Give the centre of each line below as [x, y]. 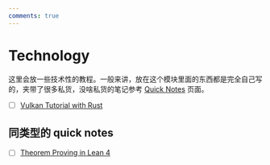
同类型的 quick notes [61, 133]
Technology [49, 55]
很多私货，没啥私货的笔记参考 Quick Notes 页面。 [126, 89]
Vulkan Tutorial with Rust [61, 105]
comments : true [34, 16]
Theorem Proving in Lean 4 [65, 153]
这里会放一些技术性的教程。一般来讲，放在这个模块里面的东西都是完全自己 [132, 79]
